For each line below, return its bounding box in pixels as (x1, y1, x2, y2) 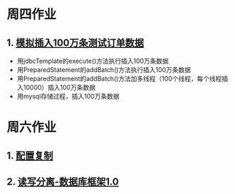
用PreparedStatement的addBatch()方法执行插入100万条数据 (16, 66, 191, 74)
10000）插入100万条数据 (23, 83, 96, 92)
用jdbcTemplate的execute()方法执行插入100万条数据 (16, 57, 169, 65)
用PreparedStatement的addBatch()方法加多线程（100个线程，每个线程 (16, 75, 222, 83)
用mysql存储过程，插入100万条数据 (16, 92, 120, 100)
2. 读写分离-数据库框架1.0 (6, 176, 120, 188)
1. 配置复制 (6, 150, 54, 162)
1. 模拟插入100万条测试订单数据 (6, 37, 144, 49)
